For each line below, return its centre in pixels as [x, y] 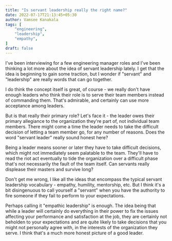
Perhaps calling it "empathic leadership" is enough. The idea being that [81, 206]
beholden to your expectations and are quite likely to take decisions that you [86, 222]
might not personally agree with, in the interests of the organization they [82, 227]
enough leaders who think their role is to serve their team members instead [85, 95]
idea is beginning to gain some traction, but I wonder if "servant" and [78, 74]
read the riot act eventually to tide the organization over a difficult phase [82, 158]
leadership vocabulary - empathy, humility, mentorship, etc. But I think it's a [85, 184]
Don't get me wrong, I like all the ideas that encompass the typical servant [84, 179]
